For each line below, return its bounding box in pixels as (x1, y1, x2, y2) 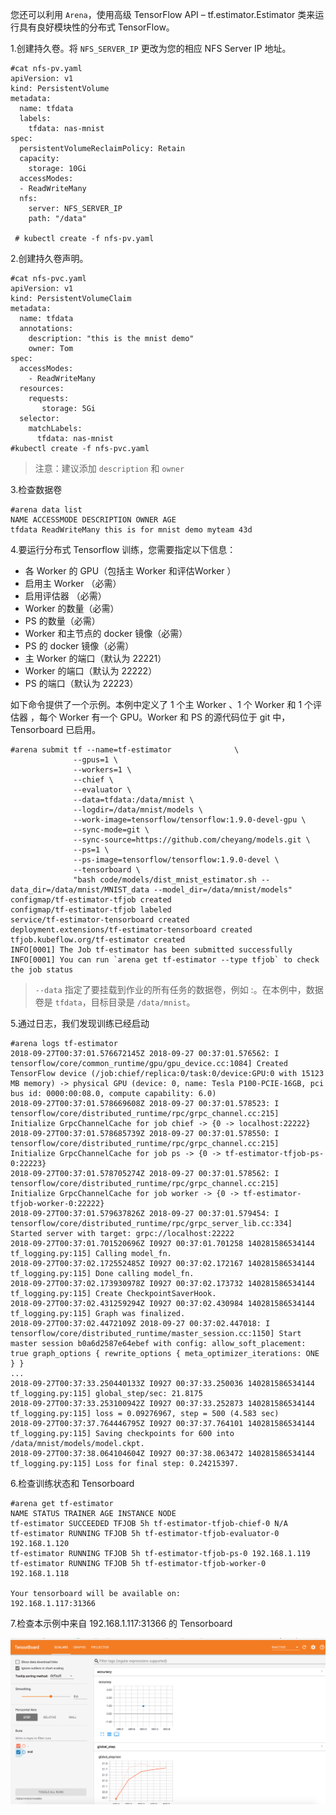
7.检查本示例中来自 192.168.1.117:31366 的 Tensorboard (10, 1618, 233, 1629)
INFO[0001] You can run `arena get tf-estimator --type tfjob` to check (10, 955, 320, 965)
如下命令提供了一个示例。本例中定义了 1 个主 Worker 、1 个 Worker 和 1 (10, 699, 303, 710)
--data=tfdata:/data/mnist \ (73, 795, 195, 805)
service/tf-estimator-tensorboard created (10, 915, 190, 925)
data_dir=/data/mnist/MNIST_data (10, 885, 150, 895)
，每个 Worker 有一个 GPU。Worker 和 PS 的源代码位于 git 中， (29, 711, 291, 723)
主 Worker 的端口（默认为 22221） (24, 653, 167, 664)
